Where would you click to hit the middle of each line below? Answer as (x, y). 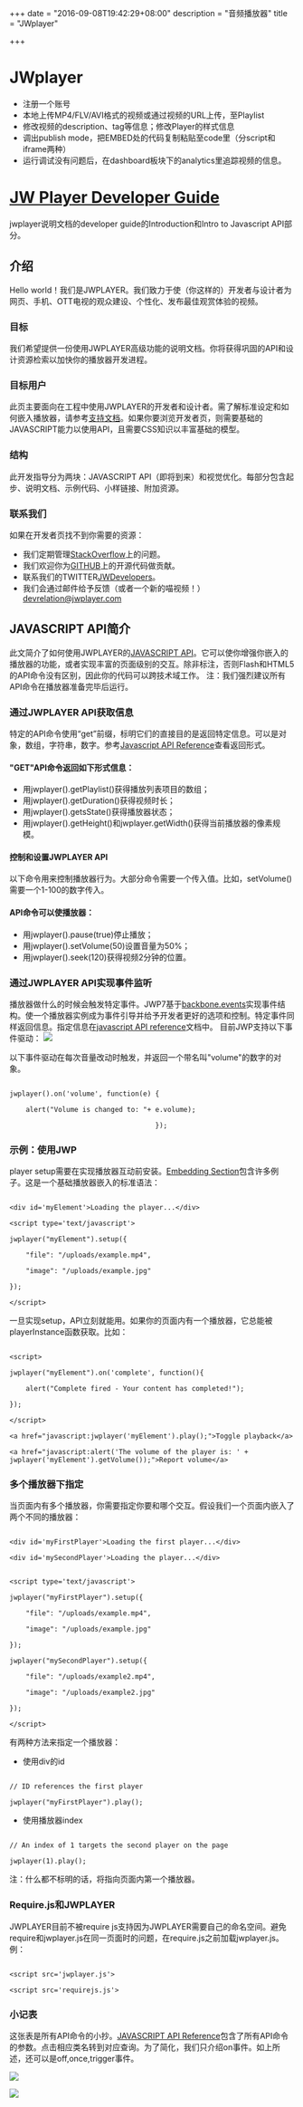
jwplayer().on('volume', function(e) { (85, 1094)
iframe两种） (46, 148)
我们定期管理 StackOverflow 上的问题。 (94, 554)
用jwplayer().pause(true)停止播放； (88, 934)
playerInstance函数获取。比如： (69, 1332)
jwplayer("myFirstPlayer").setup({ (76, 1598)
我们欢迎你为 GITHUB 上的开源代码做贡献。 (101, 565)
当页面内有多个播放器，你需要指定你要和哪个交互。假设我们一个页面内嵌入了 (152, 1506)
